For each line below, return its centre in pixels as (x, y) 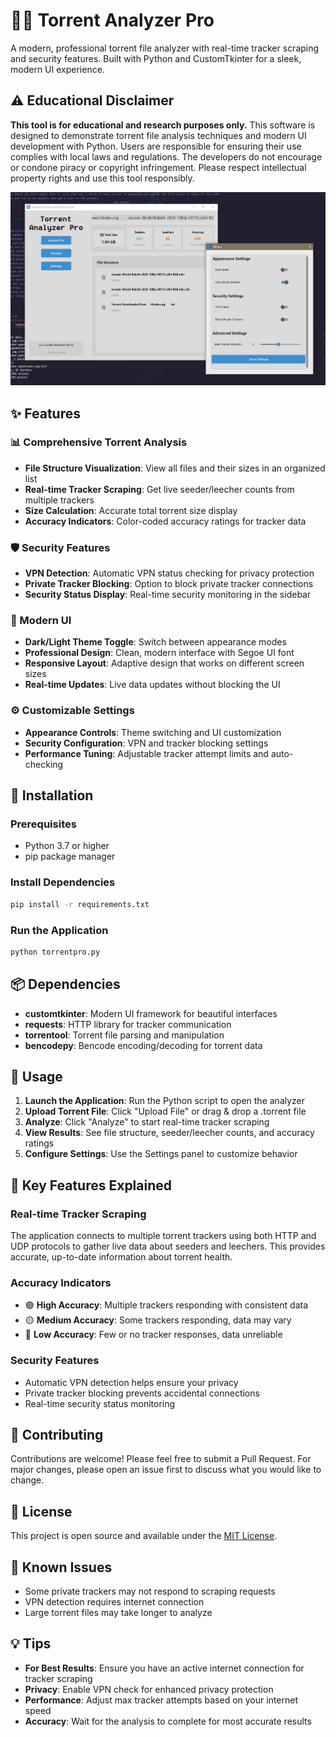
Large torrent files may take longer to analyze (118, 1613)
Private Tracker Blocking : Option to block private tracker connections (169, 584)
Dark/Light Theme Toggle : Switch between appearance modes (155, 642)
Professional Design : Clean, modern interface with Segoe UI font (159, 653)
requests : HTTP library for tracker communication (128, 1024)
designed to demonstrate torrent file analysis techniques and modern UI (158, 135)
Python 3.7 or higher (67, 846)
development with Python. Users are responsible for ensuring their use (156, 146)
